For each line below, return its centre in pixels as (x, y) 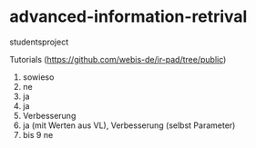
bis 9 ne (38, 134)
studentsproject (39, 42)
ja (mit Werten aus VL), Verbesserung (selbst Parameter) (129, 125)
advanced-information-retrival (128, 17)
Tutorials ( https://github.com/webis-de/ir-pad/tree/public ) (118, 59)
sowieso (38, 77)
